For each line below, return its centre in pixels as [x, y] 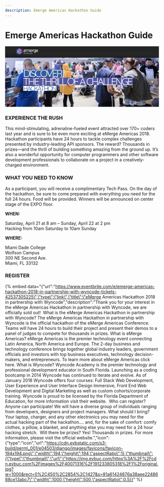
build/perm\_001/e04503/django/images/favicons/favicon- [64, 448]
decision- [144, 354]
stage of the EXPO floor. [29, 204]
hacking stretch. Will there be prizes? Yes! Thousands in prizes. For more [79, 433]
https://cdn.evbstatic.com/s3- [76, 443]
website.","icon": [93, 437]
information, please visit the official [40, 437]
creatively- [134, 160]
